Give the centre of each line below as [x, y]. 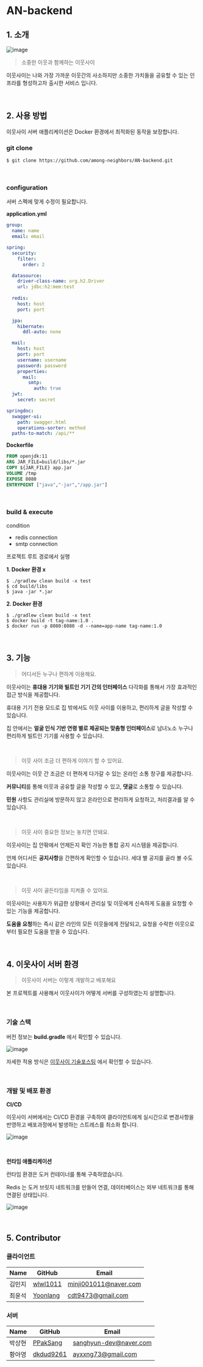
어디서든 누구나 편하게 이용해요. [59, 674]
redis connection [36, 537]
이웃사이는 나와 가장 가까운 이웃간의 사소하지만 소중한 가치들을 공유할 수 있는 [98, 75]
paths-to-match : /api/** [43, 433]
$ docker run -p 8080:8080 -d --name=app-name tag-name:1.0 [84, 626]
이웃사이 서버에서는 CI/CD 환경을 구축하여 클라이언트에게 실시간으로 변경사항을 [100, 1117]
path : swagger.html [42, 422]
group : [15, 225]
